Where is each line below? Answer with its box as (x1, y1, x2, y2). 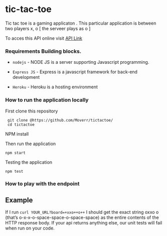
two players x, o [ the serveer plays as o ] (5, 25, 91, 31)
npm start (5, 150, 26, 155)
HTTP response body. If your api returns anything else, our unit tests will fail (5, 220, 162, 226)
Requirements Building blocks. (5, 48, 82, 55)
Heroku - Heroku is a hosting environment (12, 84, 98, 90)
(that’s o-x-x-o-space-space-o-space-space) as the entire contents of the (5, 214, 159, 220)
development (12, 74, 40, 80)
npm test (5, 169, 24, 174)
